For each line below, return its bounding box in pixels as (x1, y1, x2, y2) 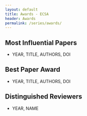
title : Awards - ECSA (5, 12, 49, 17)
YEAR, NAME (12, 105, 39, 111)
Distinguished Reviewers (5, 93, 83, 101)
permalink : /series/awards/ (5, 20, 62, 26)
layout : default (5, 7, 38, 12)
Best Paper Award (5, 66, 61, 74)
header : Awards (5, 16, 36, 21)
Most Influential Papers (5, 38, 77, 47)
